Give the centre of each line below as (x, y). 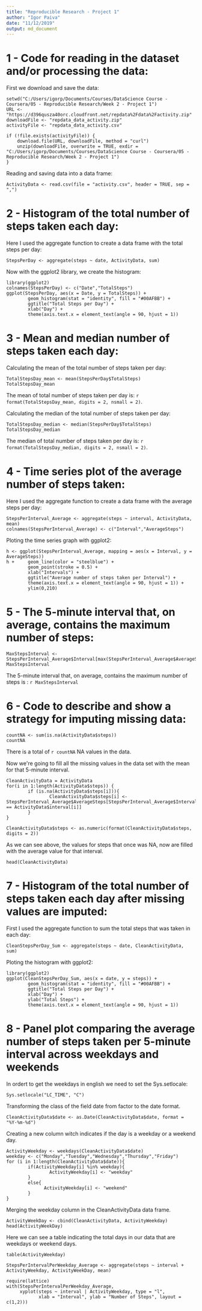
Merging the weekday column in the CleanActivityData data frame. (89, 1210)
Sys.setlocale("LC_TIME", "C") (45, 1095)
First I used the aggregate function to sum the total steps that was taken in (98, 928)
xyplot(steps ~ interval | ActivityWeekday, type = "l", (92, 1291)
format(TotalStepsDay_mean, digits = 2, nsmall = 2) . (74, 402)
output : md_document (32, 29)
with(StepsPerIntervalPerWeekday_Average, (60, 1286)
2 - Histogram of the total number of (98, 214)
